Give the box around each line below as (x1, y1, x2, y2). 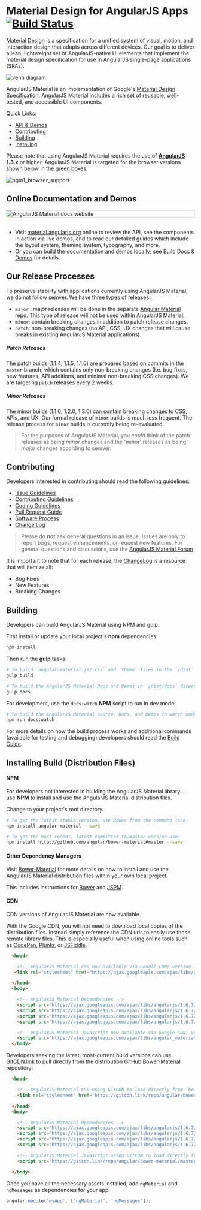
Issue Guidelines (14, 490, 56, 497)
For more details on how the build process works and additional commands (6, 728, 191, 735)
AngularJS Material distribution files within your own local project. (6, 872, 169, 879)
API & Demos (14, 121, 48, 128)
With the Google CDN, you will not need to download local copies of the (6, 922, 184, 930)
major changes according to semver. (20, 445, 112, 452)
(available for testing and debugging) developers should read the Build (6, 734, 180, 741)
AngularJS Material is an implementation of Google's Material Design (6, 85, 176, 92)
